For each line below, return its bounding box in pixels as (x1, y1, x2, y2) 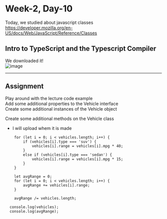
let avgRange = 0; (14, 174, 52, 179)
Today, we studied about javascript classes (5, 19, 93, 25)
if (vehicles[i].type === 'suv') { (23, 139, 97, 144)
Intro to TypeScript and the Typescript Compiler (5, 44, 157, 53)
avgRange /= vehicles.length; (14, 196, 77, 201)
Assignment (5, 82, 44, 91)
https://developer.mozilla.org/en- (5, 24, 73, 30)
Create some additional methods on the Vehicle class (5, 115, 114, 121)
